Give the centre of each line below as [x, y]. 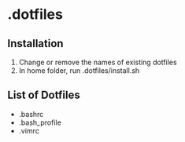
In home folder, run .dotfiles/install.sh [79, 71]
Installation [35, 44]
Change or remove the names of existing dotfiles [98, 62]
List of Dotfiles [44, 95]
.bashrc [31, 114]
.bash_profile [40, 122]
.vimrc [29, 130]
